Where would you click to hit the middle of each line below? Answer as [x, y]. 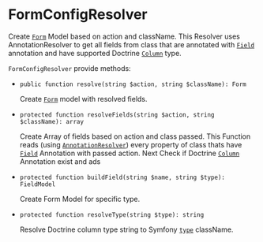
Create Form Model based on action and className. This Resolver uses [124, 36]
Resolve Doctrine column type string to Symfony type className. [126, 229]
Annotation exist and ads [60, 161]
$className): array [52, 121]
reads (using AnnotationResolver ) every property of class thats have [131, 144]
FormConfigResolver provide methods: [70, 68]
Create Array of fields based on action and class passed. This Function [135, 136]
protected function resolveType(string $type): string [112, 214]
